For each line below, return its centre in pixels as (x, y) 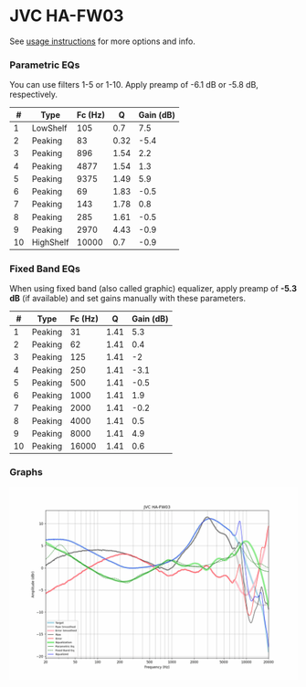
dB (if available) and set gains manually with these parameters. (128, 299)
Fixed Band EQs (45, 269)
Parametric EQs (45, 65)
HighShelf (50, 242)
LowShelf (49, 128)
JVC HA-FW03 (67, 16)
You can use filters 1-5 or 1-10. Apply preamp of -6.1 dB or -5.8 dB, (134, 85)
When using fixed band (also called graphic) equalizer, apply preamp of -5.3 (153, 289)
